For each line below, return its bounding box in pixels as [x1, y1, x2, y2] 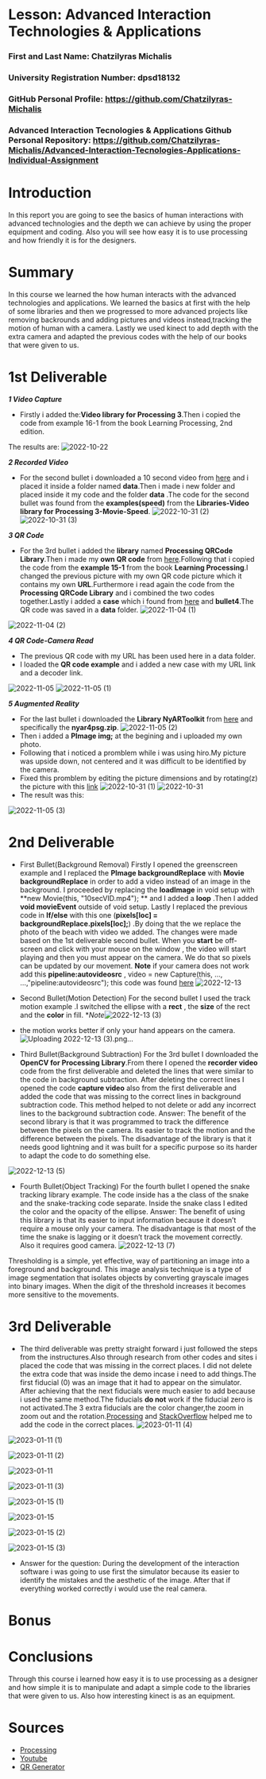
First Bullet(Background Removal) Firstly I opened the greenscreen [19, 860, 238, 869]
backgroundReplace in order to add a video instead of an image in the [19, 876, 251, 886]
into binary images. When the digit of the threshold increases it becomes [8, 1281, 246, 1290]
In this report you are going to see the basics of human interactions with [8, 210, 244, 219]
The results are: [8, 442, 60, 451]
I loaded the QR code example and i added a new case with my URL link [19, 659, 256, 669]
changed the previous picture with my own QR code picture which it [19, 570, 242, 581]
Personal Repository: [8, 134, 91, 145]
